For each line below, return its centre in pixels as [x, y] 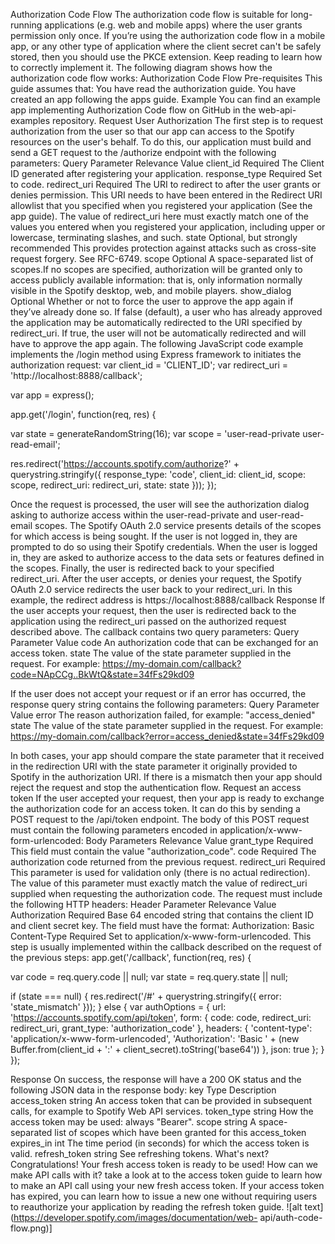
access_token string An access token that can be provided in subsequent [161, 1100]
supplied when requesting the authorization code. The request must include [166, 893]
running [26, 25]
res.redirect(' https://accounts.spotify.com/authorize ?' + [125, 463]
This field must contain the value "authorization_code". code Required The [163, 851]
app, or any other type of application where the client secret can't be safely [166, 46]
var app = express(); [52, 395]
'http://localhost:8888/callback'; [76, 375]
